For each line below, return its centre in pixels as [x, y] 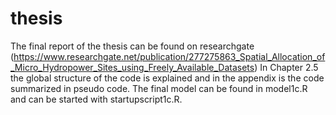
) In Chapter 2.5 [286, 67]
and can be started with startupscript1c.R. [96, 99]
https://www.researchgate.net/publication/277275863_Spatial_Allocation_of [169, 56]
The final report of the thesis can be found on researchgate [132, 46]
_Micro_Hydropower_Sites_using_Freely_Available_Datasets [132, 67]
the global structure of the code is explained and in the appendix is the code [167, 78]
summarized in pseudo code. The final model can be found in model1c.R [159, 88]
